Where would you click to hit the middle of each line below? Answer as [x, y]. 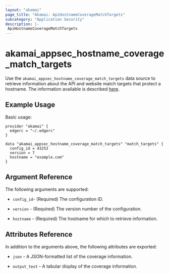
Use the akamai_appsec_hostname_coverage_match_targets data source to [80, 78]
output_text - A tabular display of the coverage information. [75, 266]
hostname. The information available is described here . [63, 89]
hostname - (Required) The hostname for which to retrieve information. [85, 218]
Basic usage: [19, 117]
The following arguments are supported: [47, 189]
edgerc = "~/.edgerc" [33, 131]
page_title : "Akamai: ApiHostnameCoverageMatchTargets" [65, 15]
